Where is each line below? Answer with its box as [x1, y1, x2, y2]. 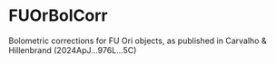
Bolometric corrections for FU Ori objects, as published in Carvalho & [8, 35, 267, 46]
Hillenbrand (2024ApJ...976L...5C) [8, 44, 137, 55]
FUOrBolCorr [8, 5, 108, 26]
